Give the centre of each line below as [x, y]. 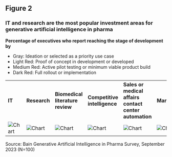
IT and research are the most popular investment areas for [79, 23]
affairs [131, 97]
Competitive [103, 97]
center [131, 110]
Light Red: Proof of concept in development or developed [73, 62]
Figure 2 [19, 8]
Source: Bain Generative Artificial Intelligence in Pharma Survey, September [85, 144]
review [63, 107]
